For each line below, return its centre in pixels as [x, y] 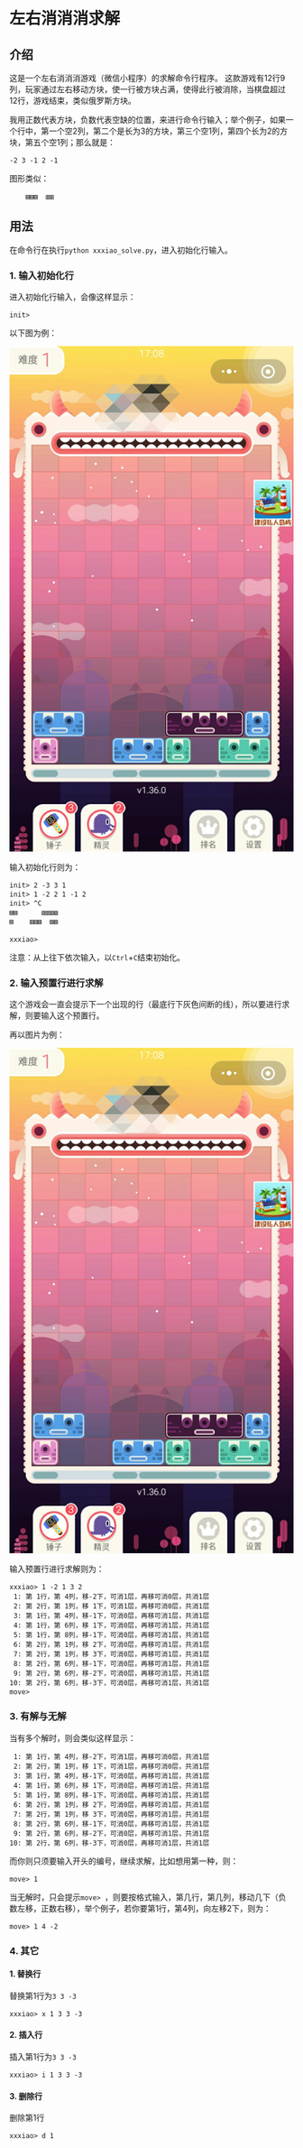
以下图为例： [33, 333]
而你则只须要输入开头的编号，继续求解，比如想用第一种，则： [124, 1861]
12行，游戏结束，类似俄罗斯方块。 [73, 101]
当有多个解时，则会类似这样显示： [73, 1737]
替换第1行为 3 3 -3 [43, 1995]
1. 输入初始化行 [42, 275]
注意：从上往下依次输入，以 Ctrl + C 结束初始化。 [97, 958]
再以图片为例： [37, 1035]
